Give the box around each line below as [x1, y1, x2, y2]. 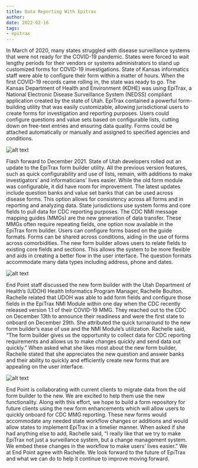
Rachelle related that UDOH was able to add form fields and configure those [6, 294, 191, 301]
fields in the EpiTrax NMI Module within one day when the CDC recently [6, 300, 181, 308]
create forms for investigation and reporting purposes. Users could [6, 110, 170, 117]
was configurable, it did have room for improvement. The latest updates [6, 183, 181, 190]
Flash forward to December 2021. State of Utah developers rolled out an [6, 158, 181, 165]
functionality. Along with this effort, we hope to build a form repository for [6, 399, 186, 406]
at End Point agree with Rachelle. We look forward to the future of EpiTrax [6, 449, 186, 456]
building [6, 104, 26, 111]
